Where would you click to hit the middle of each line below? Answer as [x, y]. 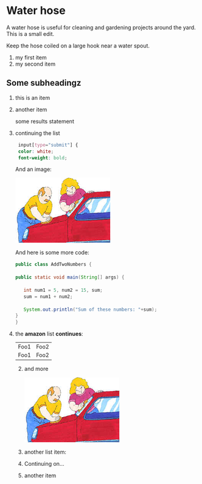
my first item [31, 57]
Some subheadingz [44, 83]
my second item [35, 64]
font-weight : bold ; [43, 158]
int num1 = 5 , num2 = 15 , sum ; [63, 290]
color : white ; [36, 151]
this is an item [33, 97]
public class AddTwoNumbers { [54, 264]
